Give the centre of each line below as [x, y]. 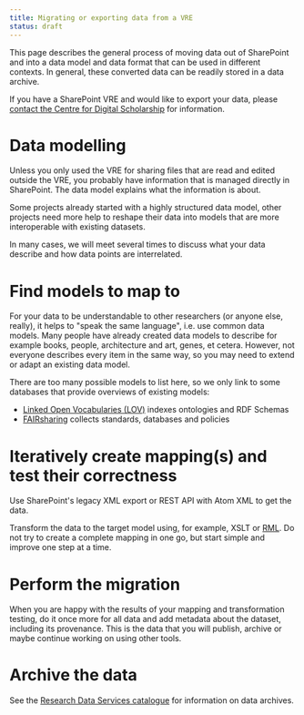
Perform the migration [95, 584]
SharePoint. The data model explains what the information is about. [135, 190]
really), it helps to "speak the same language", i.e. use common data [137, 326]
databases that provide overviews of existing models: [110, 392]
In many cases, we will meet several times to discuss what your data [137, 245]
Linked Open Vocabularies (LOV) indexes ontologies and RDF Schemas [156, 410]
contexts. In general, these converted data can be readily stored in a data [147, 71]
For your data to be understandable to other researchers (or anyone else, [147, 316]
